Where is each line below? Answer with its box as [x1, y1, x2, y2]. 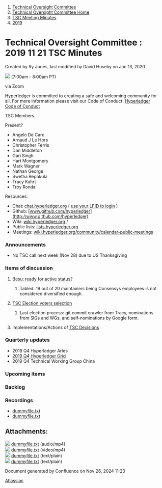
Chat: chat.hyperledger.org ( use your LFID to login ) [12, 203, 118, 209]
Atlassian [5, 477, 24, 483]
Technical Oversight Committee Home [12, 9, 90, 15]
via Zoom [5, 83, 24, 89]
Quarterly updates [5, 336, 50, 343]
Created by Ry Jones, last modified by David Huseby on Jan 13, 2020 [5, 63, 146, 69]
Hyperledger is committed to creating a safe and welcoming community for [5, 93, 157, 99]
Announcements [5, 241, 46, 248]
